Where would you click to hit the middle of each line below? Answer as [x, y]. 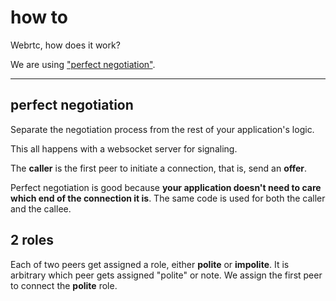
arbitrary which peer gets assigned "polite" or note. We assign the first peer [166, 275]
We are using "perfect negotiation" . [83, 64]
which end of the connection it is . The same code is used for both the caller [168, 198]
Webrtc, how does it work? [65, 45]
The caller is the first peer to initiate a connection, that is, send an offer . [159, 168]
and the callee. [41, 208]
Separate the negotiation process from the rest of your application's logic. [162, 129]
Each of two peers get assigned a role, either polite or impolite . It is [150, 264]
